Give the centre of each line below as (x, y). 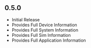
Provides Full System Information (45, 30)
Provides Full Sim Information (41, 35)
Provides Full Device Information (44, 25)
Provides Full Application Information (49, 40)
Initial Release (26, 19)
